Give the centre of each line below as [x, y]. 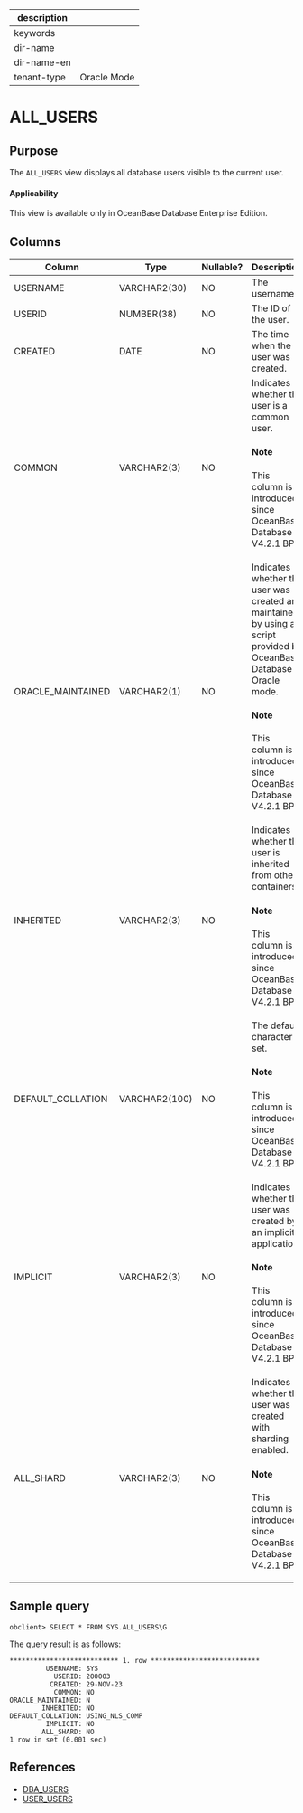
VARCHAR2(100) [156, 1099]
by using [270, 623]
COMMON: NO [74, 1692]
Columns [35, 242]
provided [271, 646]
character [272, 1036]
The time [270, 335]
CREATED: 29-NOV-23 [86, 1684]
